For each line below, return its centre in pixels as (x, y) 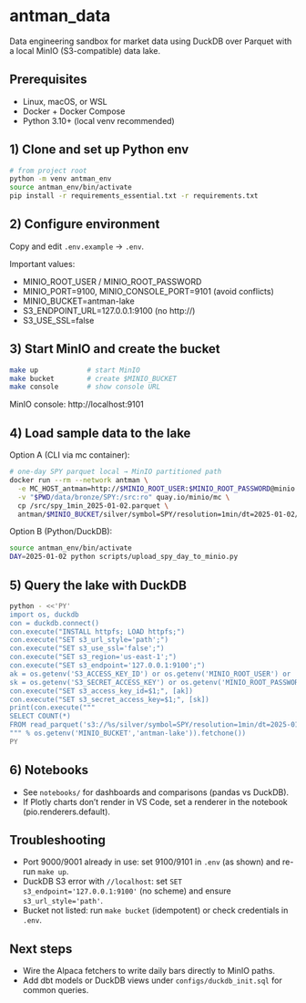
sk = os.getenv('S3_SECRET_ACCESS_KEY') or (93, 682)
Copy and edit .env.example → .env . (76, 246)
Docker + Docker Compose (74, 111)
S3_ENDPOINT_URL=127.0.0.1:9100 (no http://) (109, 310)
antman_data (60, 16)
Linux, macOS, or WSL (65, 101)
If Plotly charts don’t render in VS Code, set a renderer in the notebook (155, 801)
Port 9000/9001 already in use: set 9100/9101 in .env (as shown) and (151, 862)
